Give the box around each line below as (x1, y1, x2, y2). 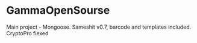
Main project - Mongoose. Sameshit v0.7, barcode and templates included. (6, 23, 192, 30)
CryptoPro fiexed (6, 29, 49, 36)
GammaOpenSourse (6, 4, 110, 17)
